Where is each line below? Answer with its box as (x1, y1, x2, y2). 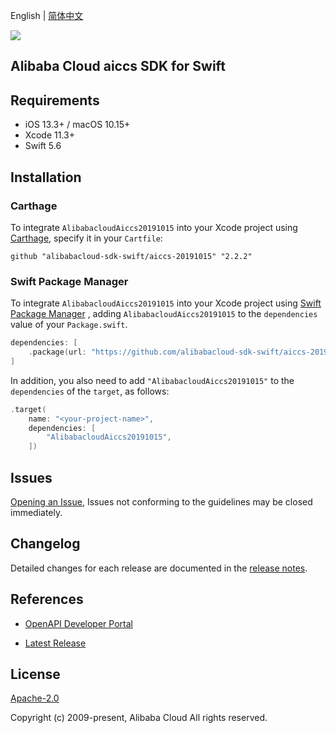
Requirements (10, 92, 100, 109)
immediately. (10, 507, 63, 518)
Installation (10, 169, 82, 186)
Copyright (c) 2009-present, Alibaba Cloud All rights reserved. (10, 712, 268, 724)
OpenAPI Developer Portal (24, 617, 133, 629)
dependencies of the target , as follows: (10, 385, 170, 397)
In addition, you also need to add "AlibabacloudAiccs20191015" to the (10, 374, 295, 386)
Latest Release (24, 637, 87, 649)
